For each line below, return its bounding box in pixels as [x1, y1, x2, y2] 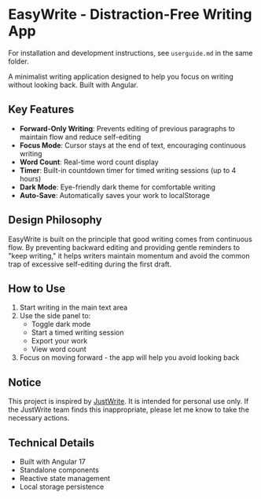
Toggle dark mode [31, 320, 91, 329]
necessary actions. [8, 413, 70, 423]
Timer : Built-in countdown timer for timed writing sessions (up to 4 [19, 165, 237, 174]
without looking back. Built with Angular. [8, 80, 139, 90]
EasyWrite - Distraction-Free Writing [8, 6, 252, 24]
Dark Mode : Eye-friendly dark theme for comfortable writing [19, 182, 216, 192]
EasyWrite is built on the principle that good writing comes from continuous [8, 234, 253, 244]
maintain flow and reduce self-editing [19, 132, 142, 141]
